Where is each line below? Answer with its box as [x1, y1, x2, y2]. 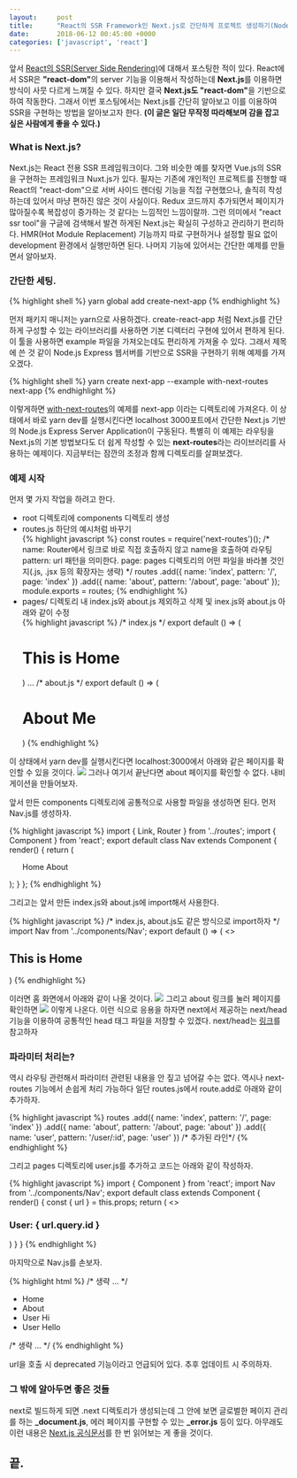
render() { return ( [9, 844, 74, 855]
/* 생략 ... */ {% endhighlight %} [9, 1340, 124, 1351]
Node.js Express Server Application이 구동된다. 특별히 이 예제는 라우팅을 [18, 426, 275, 436]
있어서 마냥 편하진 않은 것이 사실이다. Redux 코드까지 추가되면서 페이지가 [32, 196, 285, 206]
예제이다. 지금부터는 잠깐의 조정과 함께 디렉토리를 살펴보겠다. [32, 448, 243, 458]
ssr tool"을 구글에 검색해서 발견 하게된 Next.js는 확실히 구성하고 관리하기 [9, 218, 261, 228]
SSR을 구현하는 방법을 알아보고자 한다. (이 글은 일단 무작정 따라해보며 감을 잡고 [9, 107, 280, 118]
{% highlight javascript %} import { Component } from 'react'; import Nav [9, 1178, 276, 1189]
